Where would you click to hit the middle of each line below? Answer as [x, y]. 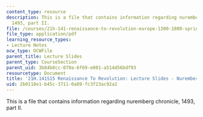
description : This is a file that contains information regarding [92, 17]
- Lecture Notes [27, 46]
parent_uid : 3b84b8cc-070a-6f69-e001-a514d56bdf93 [71, 67]
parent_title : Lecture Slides [44, 56]
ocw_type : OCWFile [29, 51]
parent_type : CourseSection [42, 62]
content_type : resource [36, 12]
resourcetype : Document [36, 73]
